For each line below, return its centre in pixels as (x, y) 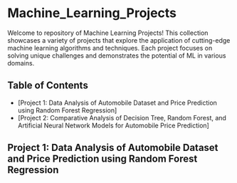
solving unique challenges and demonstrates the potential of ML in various (117, 56)
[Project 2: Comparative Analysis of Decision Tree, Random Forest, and (122, 117)
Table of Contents (48, 86)
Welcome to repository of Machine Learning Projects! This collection (108, 33)
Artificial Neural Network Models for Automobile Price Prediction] (114, 125)
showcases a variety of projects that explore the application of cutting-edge (119, 40)
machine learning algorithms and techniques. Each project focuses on (110, 48)
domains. (21, 63)
